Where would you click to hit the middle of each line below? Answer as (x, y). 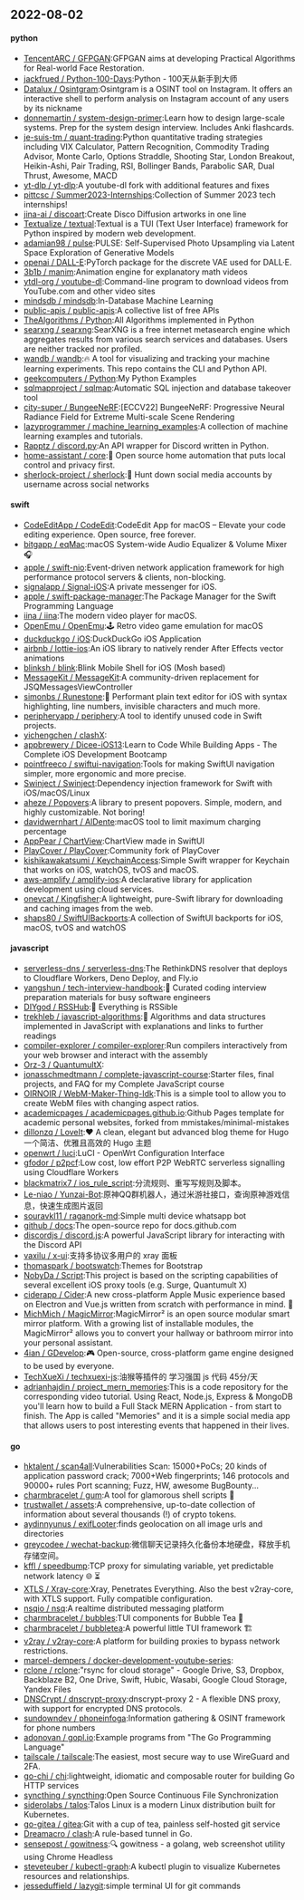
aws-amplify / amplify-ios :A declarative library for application (138, 879)
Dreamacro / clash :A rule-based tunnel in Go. (108, 1834)
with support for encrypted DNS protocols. (103, 1709)
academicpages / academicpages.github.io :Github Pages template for (154, 1113)
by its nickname (52, 108)
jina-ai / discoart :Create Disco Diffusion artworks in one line (135, 214)
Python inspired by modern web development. (109, 233)
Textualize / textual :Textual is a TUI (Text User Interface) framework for (156, 223)
